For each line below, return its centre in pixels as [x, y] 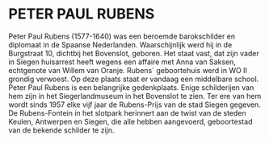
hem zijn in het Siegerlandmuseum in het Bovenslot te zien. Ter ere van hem [135, 96]
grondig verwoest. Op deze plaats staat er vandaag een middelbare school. [134, 79]
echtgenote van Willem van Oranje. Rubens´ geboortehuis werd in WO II [128, 70]
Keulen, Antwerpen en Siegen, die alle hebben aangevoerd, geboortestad [130, 121]
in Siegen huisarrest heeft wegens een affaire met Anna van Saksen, [122, 62]
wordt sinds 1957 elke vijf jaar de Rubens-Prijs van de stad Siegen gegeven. [134, 104]
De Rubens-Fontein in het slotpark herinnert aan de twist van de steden [127, 112]
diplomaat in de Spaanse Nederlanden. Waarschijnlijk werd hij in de [120, 44]
